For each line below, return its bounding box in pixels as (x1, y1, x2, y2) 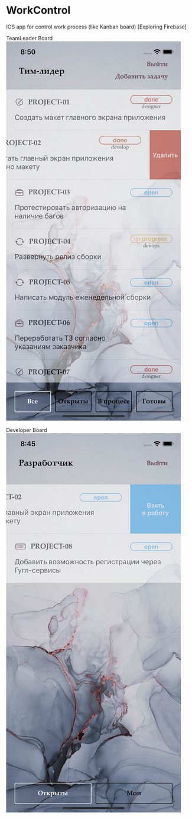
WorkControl (6, 4, 71, 17)
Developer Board (6, 426, 47, 433)
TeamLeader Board (6, 34, 53, 41)
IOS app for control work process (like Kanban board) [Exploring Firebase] (6, 23, 187, 30)
